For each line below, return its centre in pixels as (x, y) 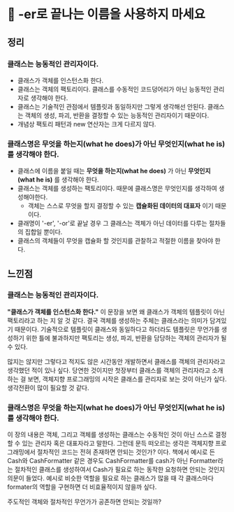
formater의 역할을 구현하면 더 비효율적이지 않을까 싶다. (82, 487)
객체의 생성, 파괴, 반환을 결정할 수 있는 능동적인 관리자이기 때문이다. (117, 115)
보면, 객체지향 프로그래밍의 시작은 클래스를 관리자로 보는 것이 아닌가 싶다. (127, 379)
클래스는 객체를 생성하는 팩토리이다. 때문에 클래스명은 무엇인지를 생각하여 (117, 189)
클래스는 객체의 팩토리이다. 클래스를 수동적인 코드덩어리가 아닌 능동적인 (114, 89)
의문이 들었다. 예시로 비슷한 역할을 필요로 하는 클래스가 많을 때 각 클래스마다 (111, 478)
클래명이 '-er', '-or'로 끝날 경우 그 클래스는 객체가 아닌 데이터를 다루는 (112, 224)
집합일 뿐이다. (44, 232)
